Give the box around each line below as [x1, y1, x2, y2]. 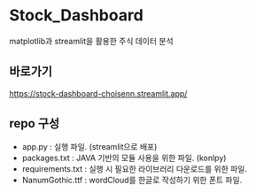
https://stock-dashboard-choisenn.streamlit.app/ [9, 88, 188, 98]
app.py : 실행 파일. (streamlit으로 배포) [21, 141, 158, 151]
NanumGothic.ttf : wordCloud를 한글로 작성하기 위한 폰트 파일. [21, 174, 243, 185]
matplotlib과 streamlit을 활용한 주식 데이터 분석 [9, 35, 175, 46]
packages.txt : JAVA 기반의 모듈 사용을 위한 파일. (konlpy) [21, 152, 227, 163]
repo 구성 [9, 116, 60, 131]
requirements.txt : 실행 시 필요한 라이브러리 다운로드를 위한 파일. [21, 163, 248, 174]
